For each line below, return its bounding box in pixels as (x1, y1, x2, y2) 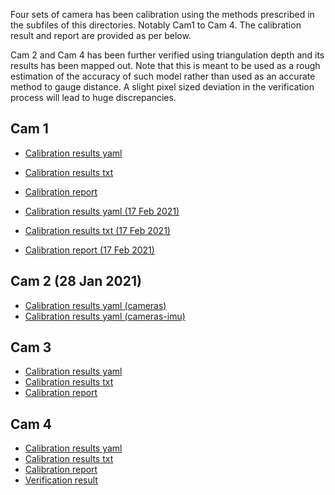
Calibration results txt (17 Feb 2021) (24, 224, 171, 236)
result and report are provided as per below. (10, 30, 192, 41)
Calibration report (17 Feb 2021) (24, 244, 155, 256)
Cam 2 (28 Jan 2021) (10, 273, 142, 290)
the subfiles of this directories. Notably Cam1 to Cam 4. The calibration (10, 19, 302, 31)
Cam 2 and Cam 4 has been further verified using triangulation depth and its (10, 49, 325, 61)
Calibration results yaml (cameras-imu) (24, 310, 186, 322)
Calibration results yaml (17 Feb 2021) (24, 205, 180, 217)
